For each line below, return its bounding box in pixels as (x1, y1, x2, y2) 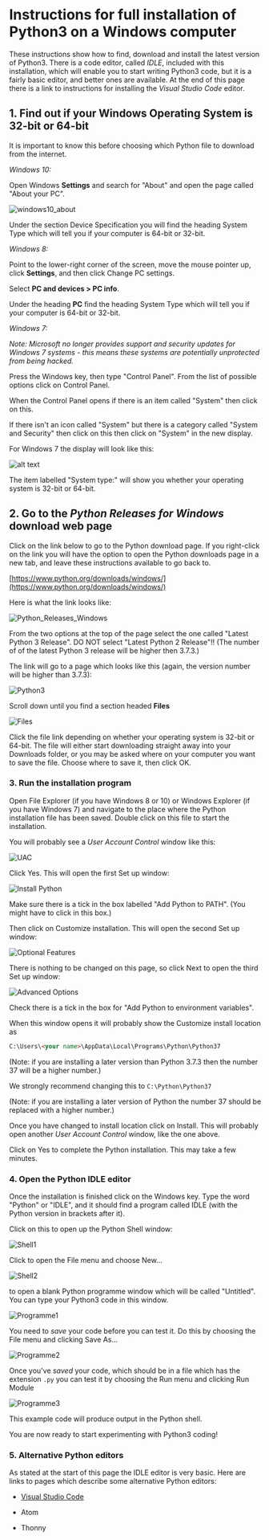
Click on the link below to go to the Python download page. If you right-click (9, 541, 260, 550)
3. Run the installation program (9, 778, 131, 789)
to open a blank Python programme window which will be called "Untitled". (9, 1287, 256, 1297)
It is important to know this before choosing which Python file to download (9, 141, 255, 150)
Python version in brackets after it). (9, 1209, 125, 1219)
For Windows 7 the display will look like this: (9, 443, 155, 453)
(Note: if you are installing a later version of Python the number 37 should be (9, 1097, 262, 1106)
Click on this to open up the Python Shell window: (9, 1224, 173, 1234)
